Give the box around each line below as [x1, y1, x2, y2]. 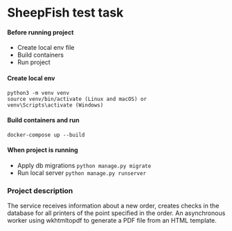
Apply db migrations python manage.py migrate [17, 161, 152, 169]
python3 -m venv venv [7, 89, 70, 96]
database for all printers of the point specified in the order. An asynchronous [7, 209, 226, 217]
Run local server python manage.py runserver [17, 169, 147, 177]
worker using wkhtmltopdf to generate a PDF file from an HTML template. [7, 216, 217, 225]
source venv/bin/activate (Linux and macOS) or [7, 95, 148, 102]
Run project [17, 58, 51, 66]
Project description [7, 185, 73, 195]
